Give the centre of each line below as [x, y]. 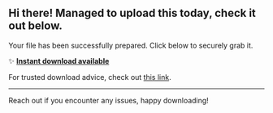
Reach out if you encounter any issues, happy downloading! [108, 100]
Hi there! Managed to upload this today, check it [132, 13]
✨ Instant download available [59, 61]
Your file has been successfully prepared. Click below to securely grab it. [131, 45]
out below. [35, 26]
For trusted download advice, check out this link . [90, 77]
